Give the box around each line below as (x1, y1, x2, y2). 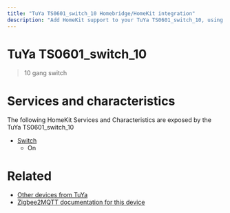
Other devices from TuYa (17, 191, 88, 199)
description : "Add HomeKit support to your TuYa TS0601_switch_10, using (7, 17, 224, 23)
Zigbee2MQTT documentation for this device (17, 198, 145, 207)
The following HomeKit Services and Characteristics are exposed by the (7, 116, 212, 124)
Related (7, 168, 52, 183)
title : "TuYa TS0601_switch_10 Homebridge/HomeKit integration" (7, 10, 196, 17)
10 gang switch (23, 69, 67, 77)
